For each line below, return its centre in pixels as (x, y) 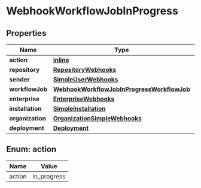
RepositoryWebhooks (85, 70)
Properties (26, 33)
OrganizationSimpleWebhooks (97, 118)
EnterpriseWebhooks (84, 99)
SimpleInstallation (79, 109)
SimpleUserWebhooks (86, 79)
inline (61, 60)
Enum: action (31, 149)
